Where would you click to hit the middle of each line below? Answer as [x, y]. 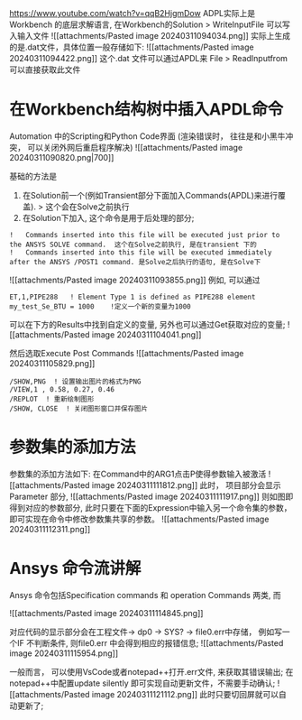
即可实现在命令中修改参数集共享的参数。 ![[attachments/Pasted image [139, 519]
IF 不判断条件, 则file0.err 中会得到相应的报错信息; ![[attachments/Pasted [150, 642]
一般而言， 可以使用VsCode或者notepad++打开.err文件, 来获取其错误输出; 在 [151, 671]
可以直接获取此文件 [45, 69]
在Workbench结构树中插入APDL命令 [146, 110]
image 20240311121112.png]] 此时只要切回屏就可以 [185, 694]
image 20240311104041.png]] [146, 334]
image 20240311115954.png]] [64, 653]
